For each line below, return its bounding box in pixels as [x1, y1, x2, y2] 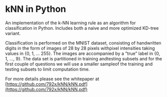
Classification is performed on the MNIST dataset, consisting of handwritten [5, 40, 162, 46]
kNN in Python [5, 3, 66, 15]
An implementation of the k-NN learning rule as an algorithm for [5, 20, 136, 26]
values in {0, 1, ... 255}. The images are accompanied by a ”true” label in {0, [5, 50, 161, 56]
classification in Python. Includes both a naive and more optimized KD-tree [5, 25, 159, 31]
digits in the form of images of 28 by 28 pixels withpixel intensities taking [5, 45, 155, 51]
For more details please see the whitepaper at [5, 76, 100, 82]
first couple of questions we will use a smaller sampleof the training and [5, 61, 153, 67]
